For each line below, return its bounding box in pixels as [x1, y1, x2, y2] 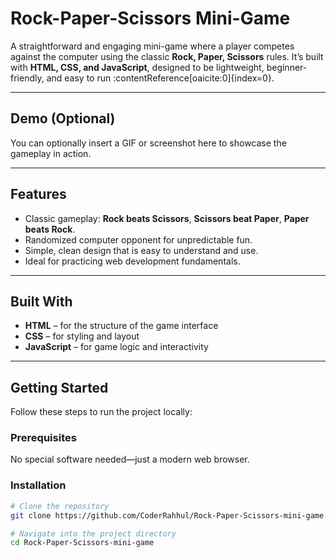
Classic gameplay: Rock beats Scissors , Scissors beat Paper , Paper [24, 212, 310, 224]
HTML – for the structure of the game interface [24, 320, 219, 332]
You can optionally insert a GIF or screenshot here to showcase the [10, 137, 287, 149]
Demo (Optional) [10, 110, 116, 127]
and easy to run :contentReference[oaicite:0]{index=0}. [46, 72, 275, 84]
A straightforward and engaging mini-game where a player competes [10, 40, 295, 52]
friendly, [10, 72, 45, 84]
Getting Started [10, 379, 109, 396]
